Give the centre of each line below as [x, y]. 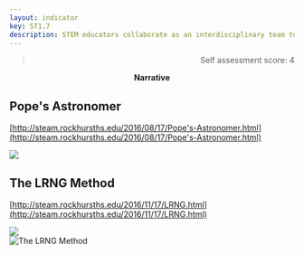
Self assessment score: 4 [247, 61]
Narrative [152, 78]
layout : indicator [44, 18]
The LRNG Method [62, 183]
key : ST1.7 [30, 26]
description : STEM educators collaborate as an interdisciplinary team [147, 34]
